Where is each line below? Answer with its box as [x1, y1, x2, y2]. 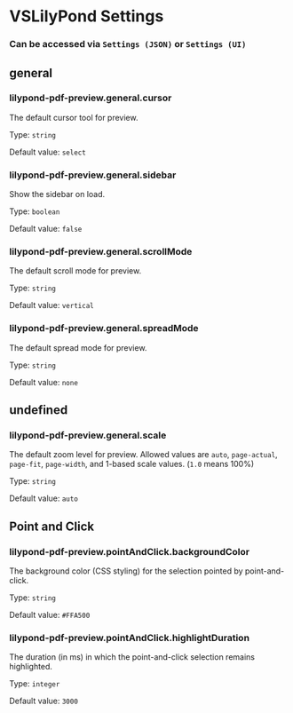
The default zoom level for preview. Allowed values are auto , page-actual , [9, 449, 278, 460]
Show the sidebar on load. [9, 189, 106, 200]
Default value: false [9, 224, 83, 234]
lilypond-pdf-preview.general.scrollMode [9, 246, 193, 258]
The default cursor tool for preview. [9, 112, 139, 123]
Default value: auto [9, 493, 78, 503]
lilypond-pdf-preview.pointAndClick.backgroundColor [9, 545, 250, 558]
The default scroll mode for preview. [9, 265, 142, 276]
